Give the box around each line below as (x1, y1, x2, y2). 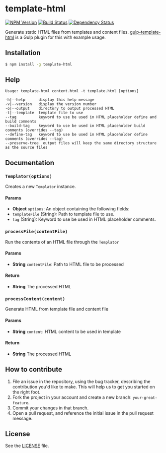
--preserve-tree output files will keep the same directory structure (5, 141, 157, 146)
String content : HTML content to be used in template (12, 328, 121, 334)
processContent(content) (5, 296, 66, 302)
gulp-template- (130, 29, 161, 35)
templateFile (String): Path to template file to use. (12, 211, 115, 217)
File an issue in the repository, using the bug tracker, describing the (12, 378, 151, 385)
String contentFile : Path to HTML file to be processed (12, 261, 124, 267)
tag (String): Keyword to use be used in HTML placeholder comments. (12, 216, 156, 222)
